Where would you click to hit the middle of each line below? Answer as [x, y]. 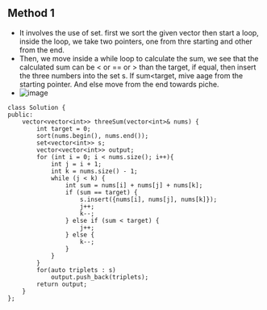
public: [21, 115]
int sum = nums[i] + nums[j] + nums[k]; [134, 185]
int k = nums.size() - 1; [94, 171]
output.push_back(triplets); [100, 277]
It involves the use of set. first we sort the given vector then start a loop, [139, 32]
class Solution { [37, 107]
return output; [62, 284]
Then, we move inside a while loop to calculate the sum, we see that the [139, 58]
